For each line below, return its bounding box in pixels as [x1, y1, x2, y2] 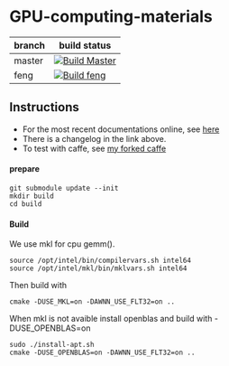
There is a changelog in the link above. [22, 133, 167, 144]
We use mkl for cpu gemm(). [9, 239, 115, 249]
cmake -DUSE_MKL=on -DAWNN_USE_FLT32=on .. [9, 297, 176, 306]
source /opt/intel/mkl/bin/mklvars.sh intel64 [9, 264, 188, 273]
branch [14, 39, 46, 52]
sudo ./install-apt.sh [9, 341, 95, 350]
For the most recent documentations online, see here [22, 124, 220, 135]
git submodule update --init [9, 183, 119, 192]
